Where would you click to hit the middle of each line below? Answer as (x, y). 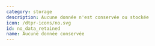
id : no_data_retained (33, 28)
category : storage (29, 12)
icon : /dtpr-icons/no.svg (38, 23)
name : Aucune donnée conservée (45, 34)
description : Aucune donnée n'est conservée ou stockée (77, 17)
